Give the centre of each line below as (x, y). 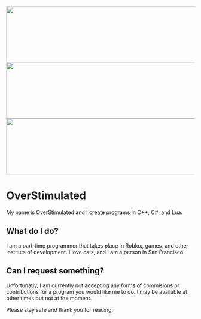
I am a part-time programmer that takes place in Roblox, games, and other (97, 245)
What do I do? (32, 231)
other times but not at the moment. (49, 298)
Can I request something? (55, 271)
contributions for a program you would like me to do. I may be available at (97, 291)
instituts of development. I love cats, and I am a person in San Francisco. (96, 252)
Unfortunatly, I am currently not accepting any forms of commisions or (93, 285)
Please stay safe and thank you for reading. (60, 309)
